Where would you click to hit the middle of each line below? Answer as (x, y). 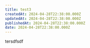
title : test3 (18, 9)
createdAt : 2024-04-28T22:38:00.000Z (43, 14)
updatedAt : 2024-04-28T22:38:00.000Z (43, 18)
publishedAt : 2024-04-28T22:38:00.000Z (45, 23)
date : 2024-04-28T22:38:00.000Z (37, 28)
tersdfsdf (14, 41)
